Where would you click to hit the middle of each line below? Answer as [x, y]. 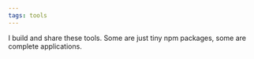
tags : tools [28, 15]
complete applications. [45, 46]
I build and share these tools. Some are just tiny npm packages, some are [127, 38]
